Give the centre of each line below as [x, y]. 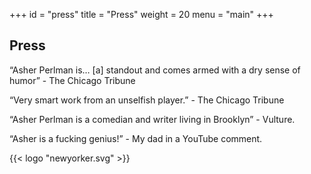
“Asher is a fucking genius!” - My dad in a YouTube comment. [136, 138]
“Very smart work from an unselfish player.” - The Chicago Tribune [147, 100]
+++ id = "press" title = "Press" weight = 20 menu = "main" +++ [141, 14]
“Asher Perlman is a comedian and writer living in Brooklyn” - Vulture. [152, 119]
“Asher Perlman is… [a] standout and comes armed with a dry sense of [155, 70]
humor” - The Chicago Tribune [72, 80]
